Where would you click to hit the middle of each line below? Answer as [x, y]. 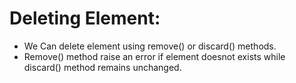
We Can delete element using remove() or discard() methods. [150, 46]
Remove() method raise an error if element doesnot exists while [154, 56]
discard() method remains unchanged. [102, 67]
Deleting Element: [85, 18]
